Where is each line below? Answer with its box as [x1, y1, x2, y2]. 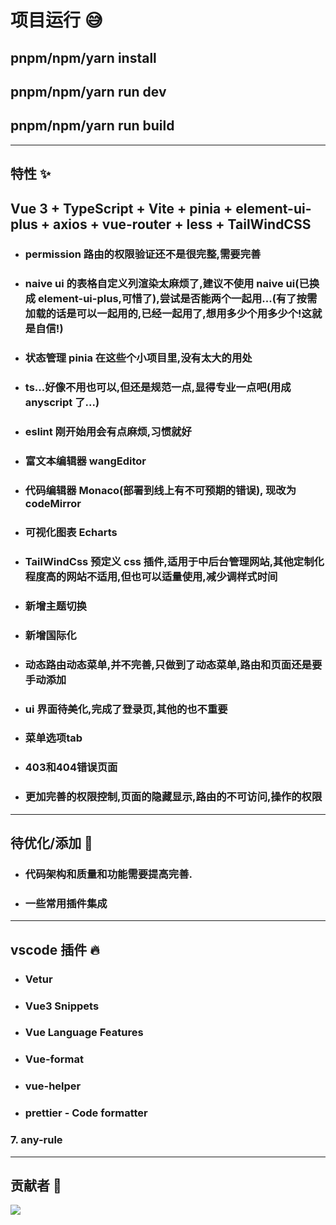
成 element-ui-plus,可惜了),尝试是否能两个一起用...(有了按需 [24, 292, 318, 306]
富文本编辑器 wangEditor [24, 454, 147, 468]
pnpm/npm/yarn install [10, 49, 157, 66]
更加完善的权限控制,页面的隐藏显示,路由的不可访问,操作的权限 [24, 790, 323, 804]
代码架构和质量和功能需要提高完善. [24, 867, 193, 881]
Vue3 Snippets [24, 999, 100, 1013]
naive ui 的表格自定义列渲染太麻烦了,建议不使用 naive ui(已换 [24, 277, 320, 291]
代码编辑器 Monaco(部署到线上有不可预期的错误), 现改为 [24, 484, 297, 498]
